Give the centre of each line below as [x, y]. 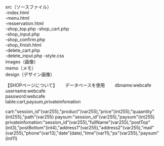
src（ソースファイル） [28, 7]
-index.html [17, 13]
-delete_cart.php [23, 50]
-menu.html [17, 18]
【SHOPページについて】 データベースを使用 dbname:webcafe [78, 85]
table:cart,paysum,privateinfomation [43, 102]
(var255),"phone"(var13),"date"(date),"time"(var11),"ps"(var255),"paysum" [82, 133]
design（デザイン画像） [30, 74]
